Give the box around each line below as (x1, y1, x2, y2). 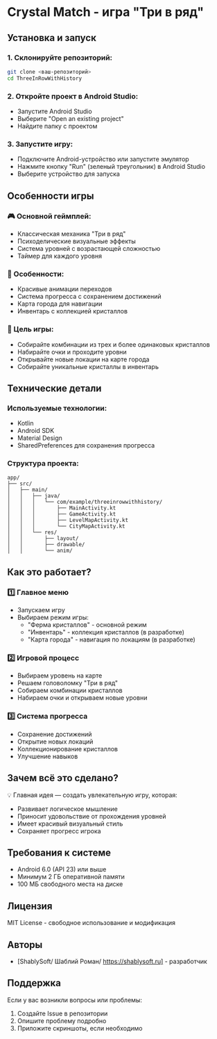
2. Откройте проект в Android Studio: (7, 91, 139, 101)
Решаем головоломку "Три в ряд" (17, 679, 119, 687)
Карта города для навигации (17, 300, 103, 308)
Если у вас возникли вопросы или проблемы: (7, 995, 142, 1004)
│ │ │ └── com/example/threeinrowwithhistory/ (7, 498, 163, 506)
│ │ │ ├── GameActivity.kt (7, 511, 116, 518)
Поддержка (7, 977, 61, 989)
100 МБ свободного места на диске (17, 880, 123, 888)
